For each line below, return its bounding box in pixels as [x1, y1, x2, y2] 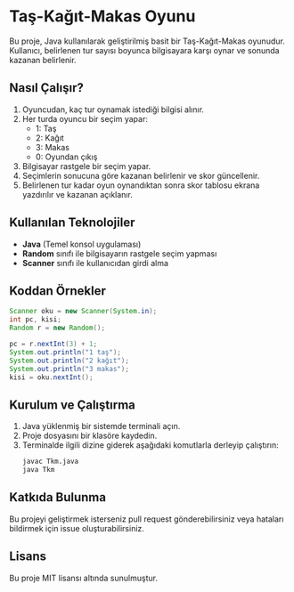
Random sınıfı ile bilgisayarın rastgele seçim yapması [21, 247, 217, 259]
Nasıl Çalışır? [9, 80, 85, 95]
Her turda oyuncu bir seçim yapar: [21, 113, 149, 124]
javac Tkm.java [21, 457, 79, 466]
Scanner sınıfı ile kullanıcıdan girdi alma [21, 257, 169, 268]
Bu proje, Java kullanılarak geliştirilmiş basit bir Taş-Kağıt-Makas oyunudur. [9, 36, 285, 46]
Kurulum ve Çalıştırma [9, 397, 136, 412]
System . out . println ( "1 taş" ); [9, 347, 122, 357]
